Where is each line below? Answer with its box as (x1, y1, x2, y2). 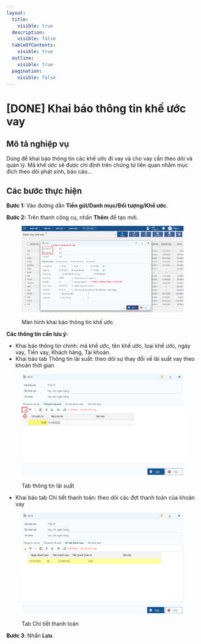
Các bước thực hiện (6, 185, 82, 196)
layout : (6, 10, 26, 16)
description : (12, 29, 45, 35)
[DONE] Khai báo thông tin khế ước (6, 102, 186, 116)
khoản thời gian (15, 361, 55, 369)
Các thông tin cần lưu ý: (6, 330, 68, 338)
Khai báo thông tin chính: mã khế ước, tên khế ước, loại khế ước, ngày (15, 342, 191, 350)
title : (12, 16, 29, 23)
